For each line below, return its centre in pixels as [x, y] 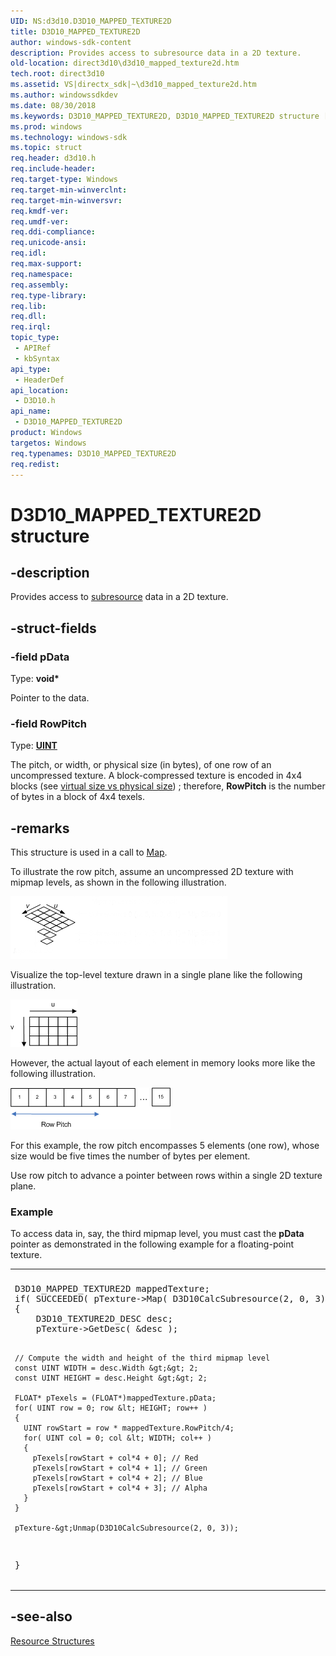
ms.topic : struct [46, 148]
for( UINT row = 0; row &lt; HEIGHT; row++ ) [111, 1408]
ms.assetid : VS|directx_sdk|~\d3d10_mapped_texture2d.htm [133, 85]
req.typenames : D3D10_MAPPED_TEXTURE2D [93, 453]
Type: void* [35, 679]
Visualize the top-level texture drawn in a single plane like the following [156, 975]
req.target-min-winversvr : [66, 200]
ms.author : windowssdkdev [64, 95]
